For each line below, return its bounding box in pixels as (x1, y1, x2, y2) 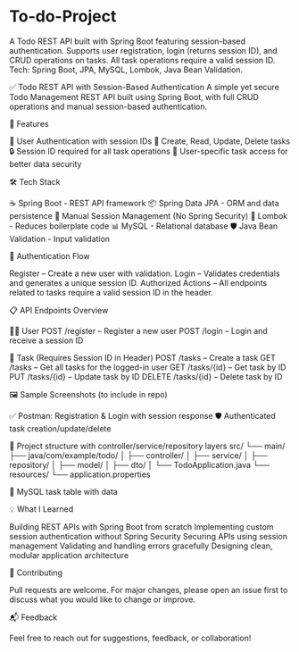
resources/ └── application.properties (9, 469, 151, 480)
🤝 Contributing (9, 567, 63, 578)
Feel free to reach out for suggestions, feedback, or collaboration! (9, 632, 252, 643)
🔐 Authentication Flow (9, 250, 91, 261)
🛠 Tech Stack (9, 176, 61, 187)
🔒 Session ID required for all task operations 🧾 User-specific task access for (9, 146, 288, 156)
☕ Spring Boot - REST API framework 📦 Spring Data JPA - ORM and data (9, 197, 279, 208)
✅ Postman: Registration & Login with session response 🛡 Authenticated (9, 410, 277, 421)
